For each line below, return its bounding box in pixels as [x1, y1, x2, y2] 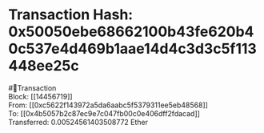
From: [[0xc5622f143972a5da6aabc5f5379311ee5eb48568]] [8, 100, 208, 110]
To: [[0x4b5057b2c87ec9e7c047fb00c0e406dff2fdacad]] [8, 108, 200, 118]
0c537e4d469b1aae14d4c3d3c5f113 [8, 40, 258, 58]
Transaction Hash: [8, 6, 134, 24]
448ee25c [8, 57, 79, 75]
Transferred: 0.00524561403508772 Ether [8, 117, 148, 127]
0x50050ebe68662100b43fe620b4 [8, 22, 254, 41]
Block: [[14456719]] [8, 91, 74, 101]
